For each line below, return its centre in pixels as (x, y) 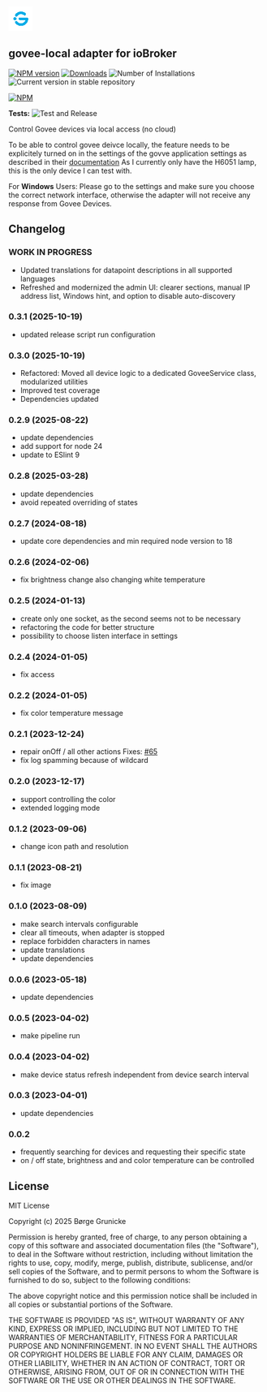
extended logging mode (60, 808)
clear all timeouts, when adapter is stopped (92, 933)
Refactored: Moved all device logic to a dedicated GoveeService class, (138, 373)
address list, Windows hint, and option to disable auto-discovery (128, 295)
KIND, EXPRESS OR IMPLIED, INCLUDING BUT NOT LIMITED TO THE (123, 1329)
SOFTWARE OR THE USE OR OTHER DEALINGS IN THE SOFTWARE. (122, 1380)
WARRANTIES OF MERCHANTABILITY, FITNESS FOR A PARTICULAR (123, 1337)
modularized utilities (54, 382)
